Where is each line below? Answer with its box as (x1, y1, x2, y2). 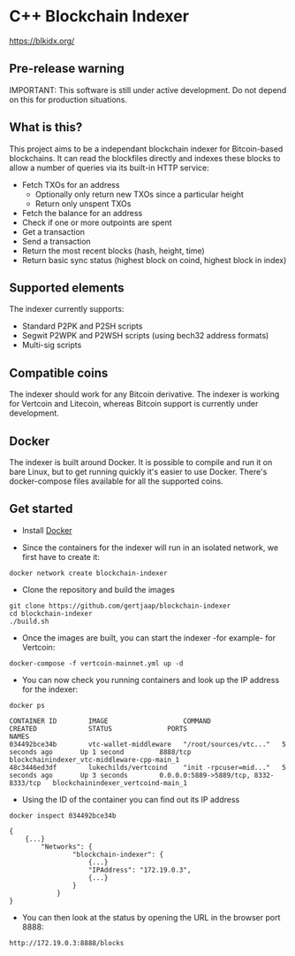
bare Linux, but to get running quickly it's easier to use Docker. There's (9, 467, 268, 477)
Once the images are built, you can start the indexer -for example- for (21, 632, 276, 643)
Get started (9, 501, 73, 517)
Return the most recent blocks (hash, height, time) (21, 245, 205, 256)
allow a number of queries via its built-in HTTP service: (9, 162, 209, 173)
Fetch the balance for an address (21, 207, 143, 218)
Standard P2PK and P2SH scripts (21, 321, 143, 331)
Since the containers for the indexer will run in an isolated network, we (21, 542, 279, 553)
